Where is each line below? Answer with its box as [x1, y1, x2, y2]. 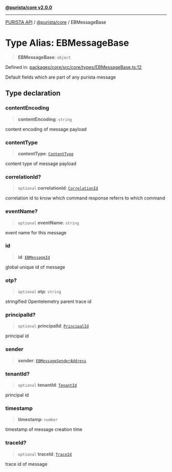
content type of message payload [5, 160, 77, 167]
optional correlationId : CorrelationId [17, 185, 98, 191]
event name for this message [5, 229, 67, 235]
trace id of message [5, 461, 48, 467]
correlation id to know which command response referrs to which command [5, 195, 165, 201]
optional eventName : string [17, 220, 79, 226]
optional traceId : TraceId [17, 451, 72, 457]
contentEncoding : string [17, 116, 72, 122]
